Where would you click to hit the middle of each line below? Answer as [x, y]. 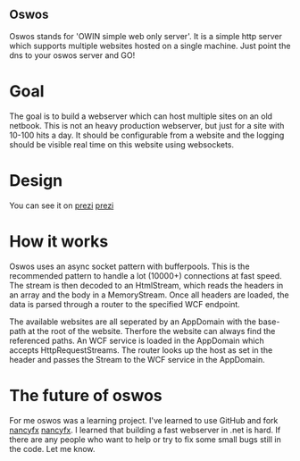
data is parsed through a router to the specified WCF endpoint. [125, 304]
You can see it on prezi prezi [62, 205]
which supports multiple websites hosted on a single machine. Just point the [150, 46]
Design [36, 180]
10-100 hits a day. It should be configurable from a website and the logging [147, 135]
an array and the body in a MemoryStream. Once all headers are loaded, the [149, 295]
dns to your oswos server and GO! [72, 55]
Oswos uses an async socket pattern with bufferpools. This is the [129, 266]
